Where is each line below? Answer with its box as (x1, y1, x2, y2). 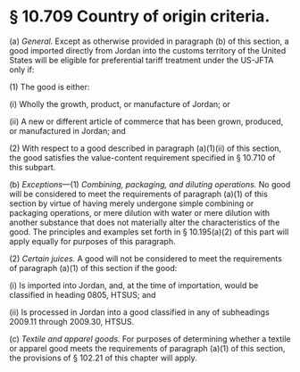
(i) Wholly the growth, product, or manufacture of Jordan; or (9, 98, 230, 109)
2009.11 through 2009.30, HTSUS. (9, 316, 135, 327)
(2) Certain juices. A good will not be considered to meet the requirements (9, 252, 283, 264)
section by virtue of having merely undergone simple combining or (9, 198, 254, 209)
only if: (9, 64, 35, 75)
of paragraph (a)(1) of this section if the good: (9, 262, 178, 273)
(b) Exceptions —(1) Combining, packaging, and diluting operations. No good (9, 178, 291, 189)
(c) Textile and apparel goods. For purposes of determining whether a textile (9, 333, 291, 344)
